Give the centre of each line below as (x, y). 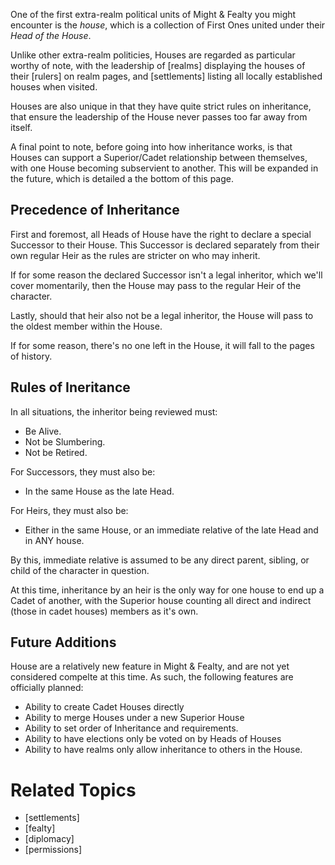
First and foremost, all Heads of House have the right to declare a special (161, 234)
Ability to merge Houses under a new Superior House (134, 718)
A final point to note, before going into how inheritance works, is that (151, 147)
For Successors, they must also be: (83, 471)
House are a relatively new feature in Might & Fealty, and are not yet (150, 666)
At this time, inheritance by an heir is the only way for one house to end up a (167, 590)
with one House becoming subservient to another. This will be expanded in (164, 168)
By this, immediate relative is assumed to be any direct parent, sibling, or (160, 560)
